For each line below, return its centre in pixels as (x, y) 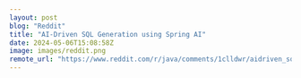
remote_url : (31, 59)
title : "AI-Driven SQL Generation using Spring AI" (107, 34)
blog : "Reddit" (38, 26)
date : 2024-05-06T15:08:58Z (62, 43)
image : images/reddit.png (57, 51)
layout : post (34, 17)
